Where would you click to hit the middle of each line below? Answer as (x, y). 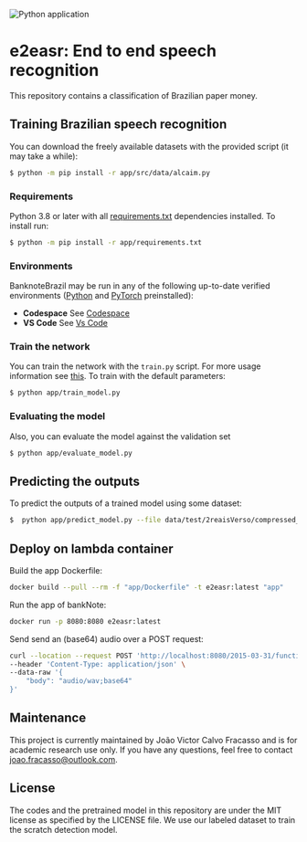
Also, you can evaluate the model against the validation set (120, 436)
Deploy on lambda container (91, 548)
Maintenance (48, 718)
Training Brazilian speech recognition (118, 125)
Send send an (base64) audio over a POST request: (106, 638)
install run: (29, 226)
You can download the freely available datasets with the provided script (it (149, 146)
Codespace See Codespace (76, 313)
